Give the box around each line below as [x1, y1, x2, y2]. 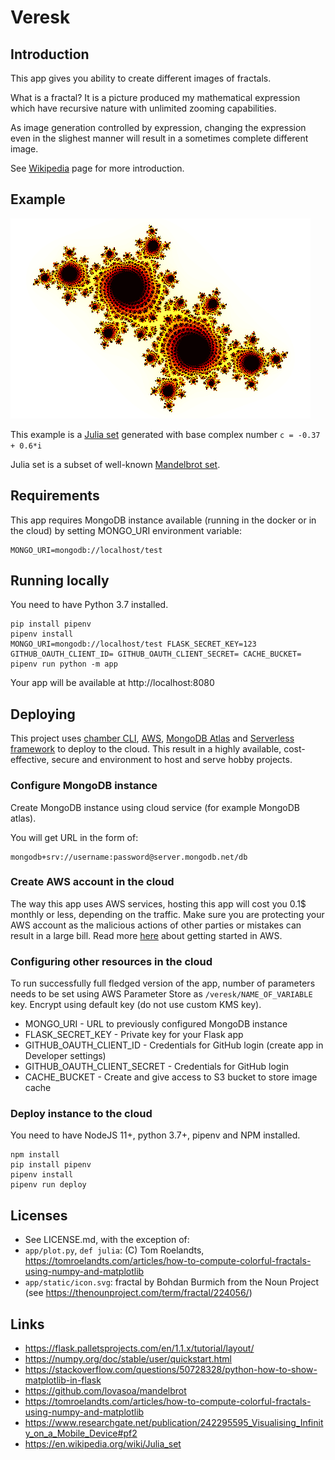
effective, [10, 754, 50, 766]
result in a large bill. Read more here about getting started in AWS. [10, 929, 283, 941]
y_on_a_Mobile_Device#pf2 [24, 1427, 138, 1440]
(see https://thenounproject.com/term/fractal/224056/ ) [24, 1287, 253, 1299]
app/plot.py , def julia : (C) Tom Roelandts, [24, 1244, 205, 1256]
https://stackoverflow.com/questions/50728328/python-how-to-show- [24, 1364, 318, 1376]
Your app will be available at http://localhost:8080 [10, 677, 215, 689]
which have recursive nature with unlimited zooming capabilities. [10, 102, 277, 114]
